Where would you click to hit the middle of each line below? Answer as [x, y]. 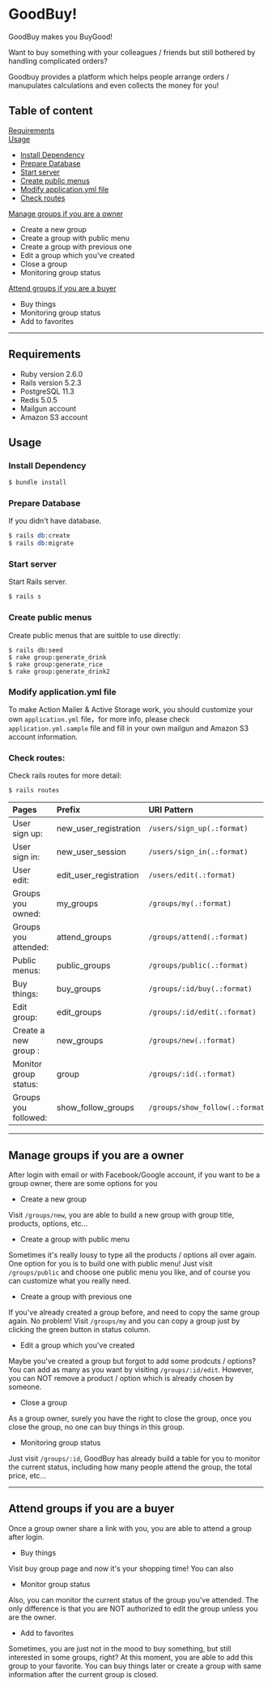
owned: [27, 914]
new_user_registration [98, 829]
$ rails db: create [39, 536]
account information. [43, 736]
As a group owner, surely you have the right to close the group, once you [130, 1418]
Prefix [68, 810]
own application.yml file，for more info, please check [99, 718]
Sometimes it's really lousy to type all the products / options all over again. [133, 1255]
